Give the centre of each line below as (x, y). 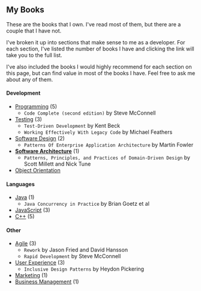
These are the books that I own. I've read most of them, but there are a (94, 24)
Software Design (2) (40, 139)
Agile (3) (25, 244)
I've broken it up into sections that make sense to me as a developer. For (96, 42)
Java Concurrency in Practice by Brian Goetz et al (87, 204)
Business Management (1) (47, 282)
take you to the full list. (34, 55)
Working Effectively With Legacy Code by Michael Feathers (98, 132)
